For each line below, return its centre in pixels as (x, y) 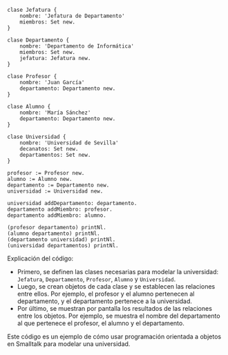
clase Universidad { (37, 137)
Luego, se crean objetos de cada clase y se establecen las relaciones (116, 286)
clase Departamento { (38, 40)
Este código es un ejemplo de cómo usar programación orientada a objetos (114, 336)
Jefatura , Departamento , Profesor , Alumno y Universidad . (96, 279)
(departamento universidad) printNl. (61, 240)
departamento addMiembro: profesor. (60, 209)
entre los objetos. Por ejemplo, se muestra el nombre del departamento (118, 316)
